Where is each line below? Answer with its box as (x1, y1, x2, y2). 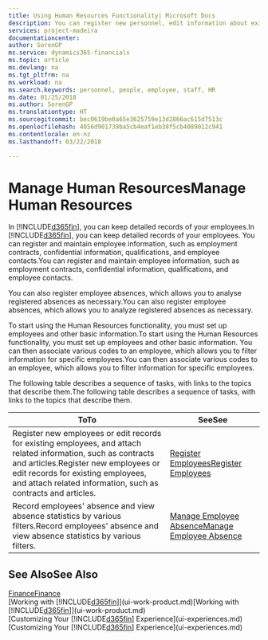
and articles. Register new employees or (12, 457, 161, 469)
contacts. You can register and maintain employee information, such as (8, 256, 240, 265)
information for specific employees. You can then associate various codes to (8, 355, 258, 364)
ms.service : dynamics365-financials (8, 49, 130, 57)
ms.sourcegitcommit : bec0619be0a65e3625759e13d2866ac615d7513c (8, 116, 223, 124)
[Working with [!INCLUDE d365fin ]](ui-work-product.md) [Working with (8, 597, 239, 607)
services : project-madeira (8, 26, 98, 34)
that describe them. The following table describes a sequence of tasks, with (8, 387, 256, 397)
